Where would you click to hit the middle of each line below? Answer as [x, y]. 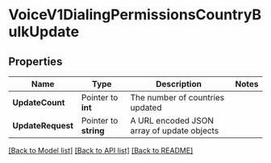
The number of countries [177, 98]
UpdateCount [39, 102]
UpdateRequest [43, 126]
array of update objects [175, 130]
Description [179, 84]
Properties [35, 61]
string [93, 130]
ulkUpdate [44, 32]
